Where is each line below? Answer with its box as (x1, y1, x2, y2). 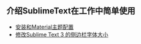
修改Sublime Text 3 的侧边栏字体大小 (15, 31, 109, 38)
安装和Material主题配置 (15, 23, 74, 31)
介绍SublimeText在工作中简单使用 (6, 5, 136, 16)
